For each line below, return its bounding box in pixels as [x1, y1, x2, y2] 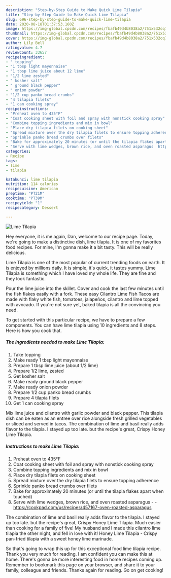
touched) [13, 494, 32, 500]
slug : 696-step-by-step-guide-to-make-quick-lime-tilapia [6, 17, 131, 22]
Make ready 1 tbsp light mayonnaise [13, 357, 88, 363]
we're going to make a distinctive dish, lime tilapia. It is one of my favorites [6, 239, 161, 245]
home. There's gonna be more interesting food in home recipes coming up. [6, 556, 163, 563]
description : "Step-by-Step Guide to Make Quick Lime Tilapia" [6, 7, 143, 13]
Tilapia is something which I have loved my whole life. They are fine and [6, 270, 156, 276]
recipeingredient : [6, 54, 45, 60]
